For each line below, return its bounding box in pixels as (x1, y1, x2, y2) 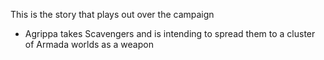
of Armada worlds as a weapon (24, 39, 154, 50)
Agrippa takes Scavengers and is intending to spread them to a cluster (24, 28, 316, 39)
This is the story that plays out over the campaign (10, 9, 215, 20)
